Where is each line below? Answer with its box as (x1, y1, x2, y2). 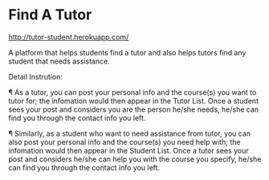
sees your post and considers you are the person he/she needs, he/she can (8, 104, 259, 114)
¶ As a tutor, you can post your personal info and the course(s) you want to (8, 87, 257, 97)
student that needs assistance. (8, 56, 110, 66)
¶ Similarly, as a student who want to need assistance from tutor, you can (8, 129, 251, 138)
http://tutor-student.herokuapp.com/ (8, 32, 129, 42)
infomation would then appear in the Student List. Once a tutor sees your (8, 145, 249, 155)
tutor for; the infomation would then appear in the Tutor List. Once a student (8, 96, 259, 105)
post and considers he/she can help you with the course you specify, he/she (8, 154, 262, 164)
